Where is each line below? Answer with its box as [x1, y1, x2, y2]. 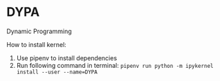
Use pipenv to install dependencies [16, 53, 118, 62]
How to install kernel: [6, 40, 66, 48]
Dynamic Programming [6, 27, 72, 35]
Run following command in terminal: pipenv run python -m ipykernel [16, 61, 214, 69]
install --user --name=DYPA [16, 69, 98, 75]
